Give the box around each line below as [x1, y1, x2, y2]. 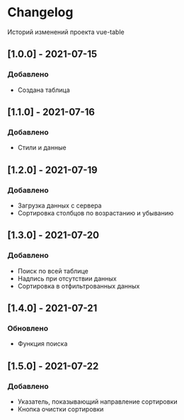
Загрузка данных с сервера [17, 201, 102, 210]
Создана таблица [17, 86, 71, 94]
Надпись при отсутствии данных [17, 274, 117, 283]
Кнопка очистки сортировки [17, 405, 104, 414]
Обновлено [7, 324, 49, 333]
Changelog [7, 4, 74, 21]
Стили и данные [17, 143, 67, 152]
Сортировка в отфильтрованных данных [17, 281, 140, 290]
